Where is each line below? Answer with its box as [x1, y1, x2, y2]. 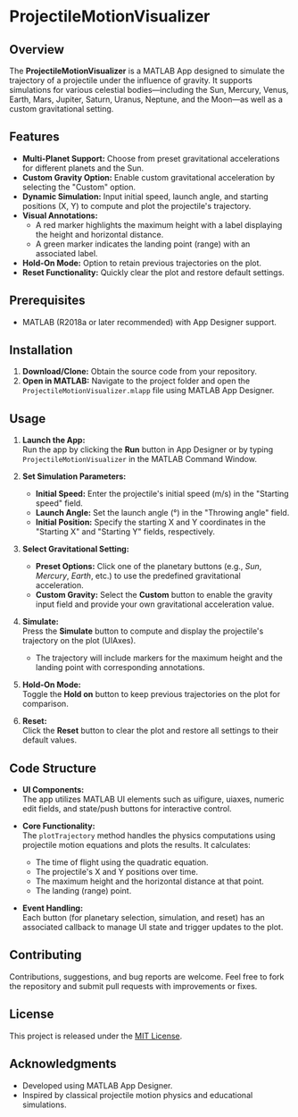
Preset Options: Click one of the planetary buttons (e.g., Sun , [35, 561, 262, 572]
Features [9, 130, 60, 145]
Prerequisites [9, 293, 86, 308]
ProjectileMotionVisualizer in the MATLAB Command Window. [21, 454, 257, 465]
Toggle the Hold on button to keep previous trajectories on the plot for [21, 689, 281, 700]
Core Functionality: [21, 820, 95, 832]
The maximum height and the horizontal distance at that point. [35, 876, 265, 886]
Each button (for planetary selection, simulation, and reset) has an [21, 912, 265, 923]
